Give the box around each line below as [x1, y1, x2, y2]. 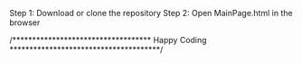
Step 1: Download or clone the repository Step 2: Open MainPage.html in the [9, 8, 293, 18]
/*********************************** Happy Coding [9, 35, 207, 45]
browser [9, 17, 41, 28]
